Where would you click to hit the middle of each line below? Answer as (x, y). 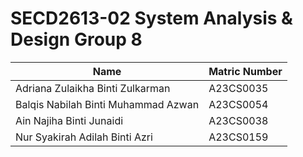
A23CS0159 (238, 137)
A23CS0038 (238, 120)
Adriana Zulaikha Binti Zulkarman (93, 88)
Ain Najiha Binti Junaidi (69, 120)
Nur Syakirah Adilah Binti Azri (84, 137)
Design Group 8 (76, 39)
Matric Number (245, 71)
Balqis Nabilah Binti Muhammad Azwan (107, 104)
